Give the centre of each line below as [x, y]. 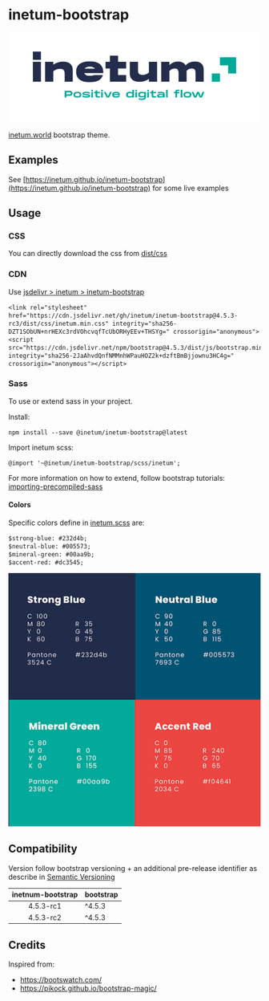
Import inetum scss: [41, 447]
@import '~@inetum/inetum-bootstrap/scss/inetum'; [94, 463]
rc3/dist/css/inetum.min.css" [59, 323]
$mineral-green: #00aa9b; [51, 555]
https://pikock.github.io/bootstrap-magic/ [88, 988]
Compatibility [43, 849]
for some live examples [191, 188]
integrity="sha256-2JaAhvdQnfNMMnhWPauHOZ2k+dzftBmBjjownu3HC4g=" [121, 356]
